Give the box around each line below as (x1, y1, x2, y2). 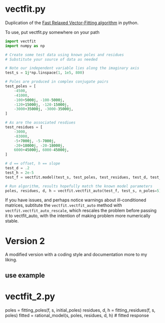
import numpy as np (5, 43, 45, 48)
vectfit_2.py (5, 291, 55, 302)
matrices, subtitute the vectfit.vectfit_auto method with (5, 202, 122, 208)
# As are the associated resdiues (5, 120, 76, 125)
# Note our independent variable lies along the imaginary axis (5, 65, 139, 71)
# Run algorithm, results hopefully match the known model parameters (5, 184, 153, 189)
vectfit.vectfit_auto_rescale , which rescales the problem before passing (5, 208, 157, 214)
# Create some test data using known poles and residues (5, 52, 124, 57)
